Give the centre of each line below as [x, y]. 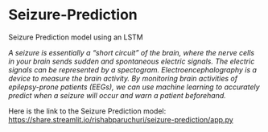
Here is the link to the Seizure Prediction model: [87, 111]
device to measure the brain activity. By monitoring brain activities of [123, 78]
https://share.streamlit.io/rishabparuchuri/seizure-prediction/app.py [121, 119]
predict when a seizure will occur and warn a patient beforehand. [118, 95]
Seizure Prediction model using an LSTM [76, 37]
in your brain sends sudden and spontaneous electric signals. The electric [132, 61]
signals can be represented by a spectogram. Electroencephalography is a [133, 69]
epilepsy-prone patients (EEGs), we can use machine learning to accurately [134, 87]
